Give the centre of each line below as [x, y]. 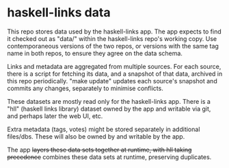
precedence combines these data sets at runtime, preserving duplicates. [109, 157]
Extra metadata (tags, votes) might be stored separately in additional [104, 129]
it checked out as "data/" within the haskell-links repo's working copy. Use [112, 38]
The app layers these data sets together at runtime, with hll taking [99, 150]
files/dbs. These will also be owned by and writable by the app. [96, 136]
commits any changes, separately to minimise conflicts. [85, 88]
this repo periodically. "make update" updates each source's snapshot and [112, 81]
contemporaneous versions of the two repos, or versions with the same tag [113, 46]
